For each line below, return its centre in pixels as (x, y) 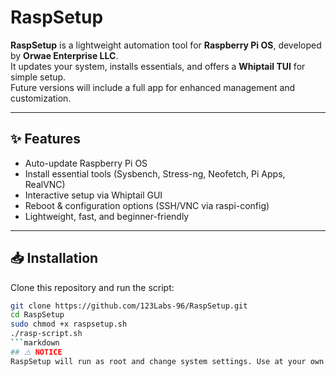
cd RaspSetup (37, 315)
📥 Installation (54, 258)
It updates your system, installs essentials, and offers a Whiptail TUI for (158, 66)
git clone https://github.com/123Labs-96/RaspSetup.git (129, 306)
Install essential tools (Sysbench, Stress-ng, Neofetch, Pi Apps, (155, 173)
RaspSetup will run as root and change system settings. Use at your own (167, 361)
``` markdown (35, 343)
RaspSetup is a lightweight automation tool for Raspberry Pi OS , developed (166, 45)
